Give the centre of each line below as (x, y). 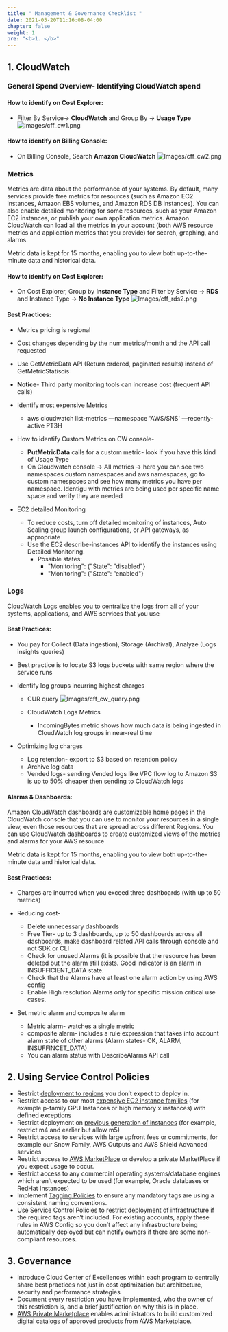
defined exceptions (44, 1115)
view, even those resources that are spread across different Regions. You (110, 827)
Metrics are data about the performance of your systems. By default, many (113, 189)
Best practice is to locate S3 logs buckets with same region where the (115, 665)
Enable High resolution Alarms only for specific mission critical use (121, 992)
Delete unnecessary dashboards (73, 926)
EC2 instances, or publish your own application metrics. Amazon (98, 218)
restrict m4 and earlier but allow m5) (68, 1130)
